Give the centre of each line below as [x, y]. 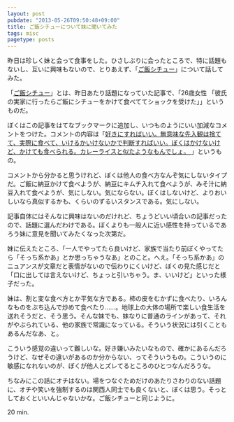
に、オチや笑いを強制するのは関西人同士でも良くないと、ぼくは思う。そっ [114, 390]
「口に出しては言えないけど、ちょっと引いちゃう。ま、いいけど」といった [114, 275]
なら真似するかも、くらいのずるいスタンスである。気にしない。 [111, 202]
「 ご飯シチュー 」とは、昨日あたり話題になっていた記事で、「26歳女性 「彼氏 [117, 93]
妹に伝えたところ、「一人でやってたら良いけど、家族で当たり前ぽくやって [112, 248]
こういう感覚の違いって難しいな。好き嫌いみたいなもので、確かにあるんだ [114, 349]
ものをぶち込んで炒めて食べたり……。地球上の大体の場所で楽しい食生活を [119, 307]
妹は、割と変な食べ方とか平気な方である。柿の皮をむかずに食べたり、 [108, 299]
